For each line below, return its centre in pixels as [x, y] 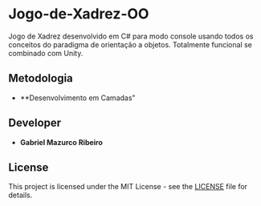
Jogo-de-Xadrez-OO [79, 14]
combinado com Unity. [46, 53]
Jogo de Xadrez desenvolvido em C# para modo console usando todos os [131, 36]
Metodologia [41, 78]
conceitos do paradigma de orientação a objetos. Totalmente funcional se [130, 44]
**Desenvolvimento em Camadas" [77, 98]
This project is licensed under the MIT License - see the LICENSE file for [128, 187]
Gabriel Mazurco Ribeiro [61, 142]
